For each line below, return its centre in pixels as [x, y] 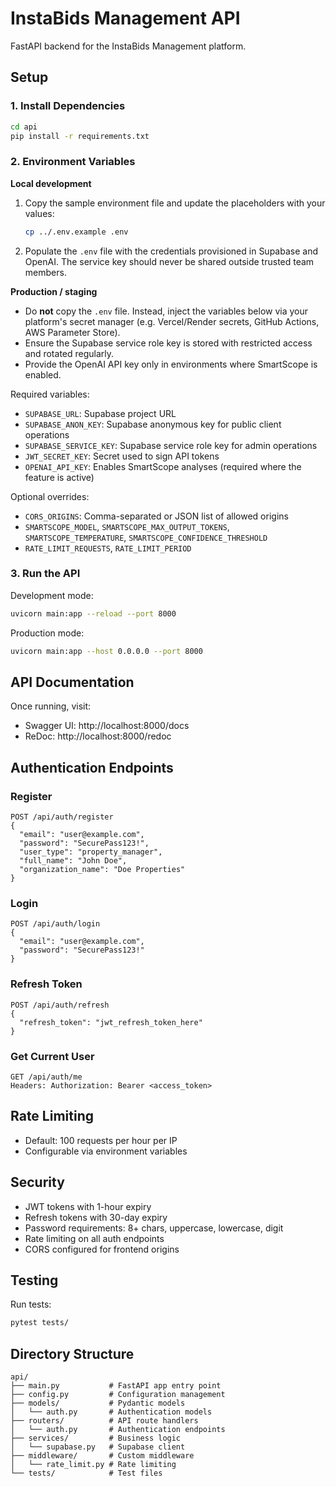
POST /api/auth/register [62, 817]
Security [37, 1182]
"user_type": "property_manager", [91, 852]
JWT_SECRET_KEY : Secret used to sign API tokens [122, 456]
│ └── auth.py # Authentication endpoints [118, 1430]
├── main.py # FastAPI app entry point [116, 1386]
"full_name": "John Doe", [73, 861]
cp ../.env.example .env [76, 232]
